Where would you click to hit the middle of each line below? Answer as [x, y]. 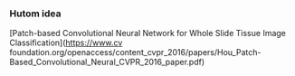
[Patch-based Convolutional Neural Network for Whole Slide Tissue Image [148, 33]
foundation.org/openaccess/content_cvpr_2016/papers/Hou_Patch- [135, 52]
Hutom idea [35, 14]
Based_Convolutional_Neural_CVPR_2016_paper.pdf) [107, 62]
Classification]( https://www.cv [66, 43]
